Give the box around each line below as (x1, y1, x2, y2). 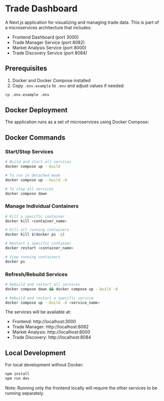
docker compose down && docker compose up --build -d (5, 286, 118, 292)
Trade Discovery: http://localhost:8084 (12, 334, 92, 340)
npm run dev (5, 376, 30, 381)
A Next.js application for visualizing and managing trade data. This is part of (5, 19, 159, 25)
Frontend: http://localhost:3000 (12, 318, 76, 324)
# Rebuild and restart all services (5, 282, 80, 287)
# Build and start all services (5, 159, 71, 165)
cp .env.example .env (5, 92, 50, 97)
